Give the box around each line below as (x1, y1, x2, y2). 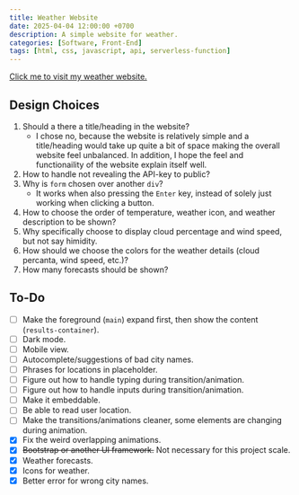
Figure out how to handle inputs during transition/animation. (22, 385, 244, 395)
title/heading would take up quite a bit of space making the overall (35, 140, 280, 151)
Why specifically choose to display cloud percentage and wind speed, (22, 225, 283, 236)
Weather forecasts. (22, 455, 93, 465)
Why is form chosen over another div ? (22, 178, 163, 189)
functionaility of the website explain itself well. (35, 159, 207, 170)
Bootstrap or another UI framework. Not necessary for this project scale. (22, 445, 291, 455)
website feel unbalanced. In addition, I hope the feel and (35, 149, 244, 160)
